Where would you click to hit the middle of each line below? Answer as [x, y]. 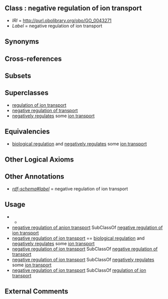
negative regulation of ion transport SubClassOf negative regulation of [85, 249]
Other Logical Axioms [39, 160]
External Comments [36, 291]
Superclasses [27, 93]
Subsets [18, 76]
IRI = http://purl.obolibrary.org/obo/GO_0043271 [62, 20]
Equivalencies [27, 132]
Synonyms [22, 42]
